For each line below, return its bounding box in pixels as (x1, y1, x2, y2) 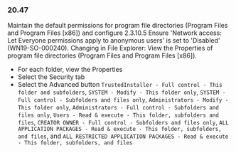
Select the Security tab (17, 73, 85, 81)
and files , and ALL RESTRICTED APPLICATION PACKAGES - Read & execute (17, 132, 229, 140)
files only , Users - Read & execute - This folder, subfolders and (17, 110, 219, 119)
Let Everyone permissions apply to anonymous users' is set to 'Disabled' (7, 36, 220, 45)
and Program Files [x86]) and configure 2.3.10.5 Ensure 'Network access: (7, 28, 222, 37)
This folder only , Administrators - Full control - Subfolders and (17, 103, 219, 112)
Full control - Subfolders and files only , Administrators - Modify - (17, 95, 229, 104)
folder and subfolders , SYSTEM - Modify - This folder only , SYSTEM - (17, 88, 226, 97)
